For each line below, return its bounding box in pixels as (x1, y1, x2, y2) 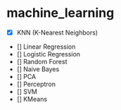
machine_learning (6, 5, 115, 21)
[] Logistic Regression (16, 50, 81, 58)
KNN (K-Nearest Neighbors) (16, 28, 98, 37)
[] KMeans (16, 95, 47, 103)
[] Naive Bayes (16, 65, 60, 73)
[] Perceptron (16, 80, 56, 88)
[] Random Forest (16, 58, 68, 66)
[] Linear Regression (16, 42, 76, 51)
